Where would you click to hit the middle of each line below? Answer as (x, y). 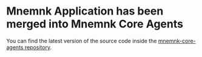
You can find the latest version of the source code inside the (82, 41)
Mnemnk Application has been (85, 11)
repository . (38, 47)
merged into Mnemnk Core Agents (95, 24)
